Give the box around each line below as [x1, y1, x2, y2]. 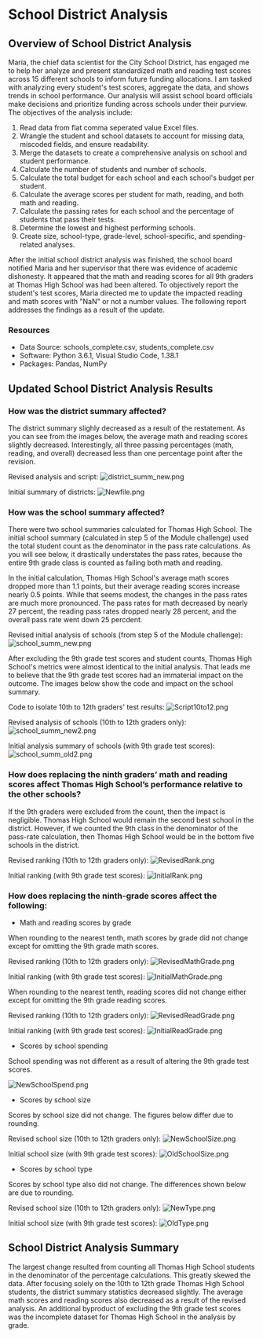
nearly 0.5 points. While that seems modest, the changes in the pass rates [8, 590, 248, 599]
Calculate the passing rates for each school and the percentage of [19, 207, 235, 215]
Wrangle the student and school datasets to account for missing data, [19, 131, 246, 141]
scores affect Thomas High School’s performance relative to [8, 779, 243, 790]
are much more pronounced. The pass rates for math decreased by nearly [8, 599, 248, 608]
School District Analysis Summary [8, 1241, 179, 1255]
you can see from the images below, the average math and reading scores [8, 431, 249, 441]
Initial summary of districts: [8, 487, 97, 497]
